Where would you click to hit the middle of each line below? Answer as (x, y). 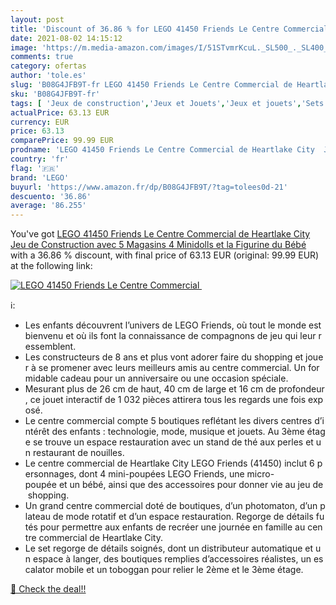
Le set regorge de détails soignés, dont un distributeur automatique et (169, 548)
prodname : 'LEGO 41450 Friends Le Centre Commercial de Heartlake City (162, 150)
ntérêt (37, 432)
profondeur (301, 389)
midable (41, 378)
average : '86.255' (48, 206)
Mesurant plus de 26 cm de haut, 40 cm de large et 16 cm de (150, 389)
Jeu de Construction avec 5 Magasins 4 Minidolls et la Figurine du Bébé (158, 245)
